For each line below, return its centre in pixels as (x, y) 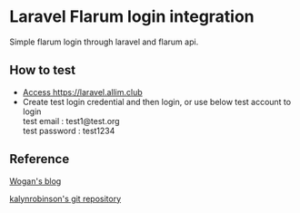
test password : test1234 (69, 131)
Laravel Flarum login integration (132, 17)
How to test (42, 70)
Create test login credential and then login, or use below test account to (157, 102)
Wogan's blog (35, 181)
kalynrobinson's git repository (65, 198)
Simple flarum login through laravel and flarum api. (104, 42)
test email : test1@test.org (71, 121)
